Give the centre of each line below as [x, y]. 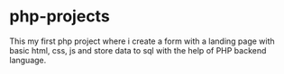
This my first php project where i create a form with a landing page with [142, 41]
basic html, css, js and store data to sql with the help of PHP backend [138, 50]
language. [28, 60]
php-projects [60, 16]
